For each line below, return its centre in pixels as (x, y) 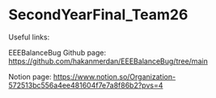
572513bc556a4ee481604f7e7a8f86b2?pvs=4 (86, 85)
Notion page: (30, 76)
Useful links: (29, 37)
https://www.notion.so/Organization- (114, 76)
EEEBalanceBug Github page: (57, 52)
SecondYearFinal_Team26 (98, 15)
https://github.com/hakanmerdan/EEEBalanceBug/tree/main (108, 61)
